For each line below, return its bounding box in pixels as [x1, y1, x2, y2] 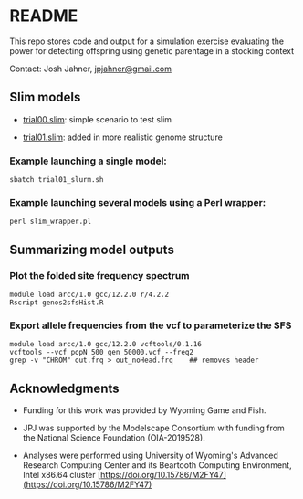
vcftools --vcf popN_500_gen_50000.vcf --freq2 [9, 348, 194, 357]
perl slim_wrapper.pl [9, 217, 92, 227]
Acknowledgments [9, 380, 120, 396]
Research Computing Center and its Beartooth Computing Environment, [22, 460, 292, 471]
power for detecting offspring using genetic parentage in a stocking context [9, 45, 295, 56]
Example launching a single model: [9, 154, 167, 167]
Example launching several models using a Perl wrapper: [9, 196, 266, 208]
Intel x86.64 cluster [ [22, 470, 101, 481]
